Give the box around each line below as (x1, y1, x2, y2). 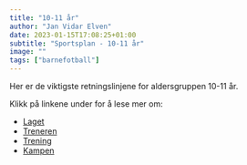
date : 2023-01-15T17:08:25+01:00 (9, 30, 137, 39)
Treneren (22, 126, 57, 137)
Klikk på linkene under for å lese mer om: (9, 98, 163, 109)
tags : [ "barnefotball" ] (9, 56, 100, 65)
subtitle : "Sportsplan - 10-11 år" (9, 38, 145, 48)
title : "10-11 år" (9, 13, 79, 23)
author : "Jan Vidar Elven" (9, 22, 112, 31)
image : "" (9, 47, 47, 57)
